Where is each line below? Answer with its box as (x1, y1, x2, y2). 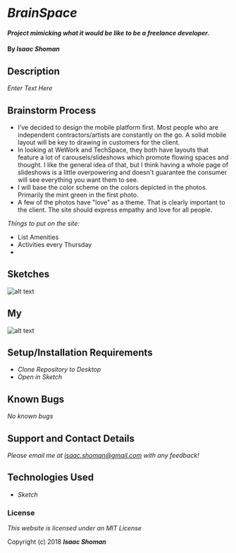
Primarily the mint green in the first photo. (17, 190, 139, 199)
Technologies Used (7, 471, 94, 484)
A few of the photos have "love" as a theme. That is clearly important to (17, 198, 225, 206)
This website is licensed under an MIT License (7, 524, 142, 533)
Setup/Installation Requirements (7, 347, 153, 359)
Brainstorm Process (7, 104, 97, 116)
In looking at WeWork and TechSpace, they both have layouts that (17, 146, 209, 154)
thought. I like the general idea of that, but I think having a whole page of (17, 161, 229, 169)
